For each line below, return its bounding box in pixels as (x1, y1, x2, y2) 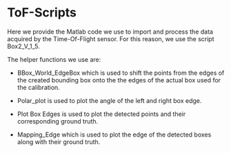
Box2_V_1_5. (7, 42, 40, 50)
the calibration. (17, 83, 60, 91)
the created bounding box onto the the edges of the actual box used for (17, 75, 221, 84)
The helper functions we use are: (7, 55, 101, 63)
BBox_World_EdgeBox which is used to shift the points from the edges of (17, 69, 225, 77)
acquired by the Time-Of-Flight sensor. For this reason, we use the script (7, 34, 214, 43)
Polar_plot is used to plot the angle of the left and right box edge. (17, 96, 202, 104)
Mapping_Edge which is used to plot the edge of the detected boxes (17, 130, 212, 139)
